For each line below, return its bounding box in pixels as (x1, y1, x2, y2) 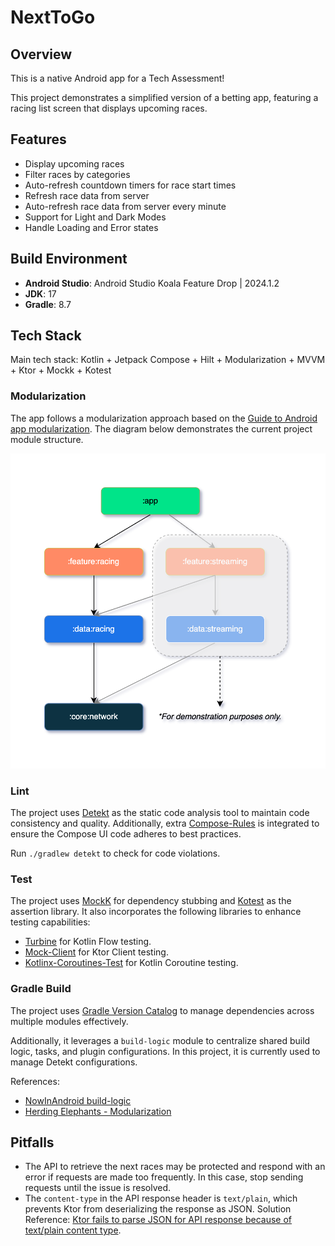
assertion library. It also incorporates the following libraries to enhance (10, 906, 302, 918)
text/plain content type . (24, 1224, 122, 1236)
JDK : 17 (24, 287, 57, 300)
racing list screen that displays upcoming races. (10, 102, 208, 114)
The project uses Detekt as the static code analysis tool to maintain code (10, 807, 310, 819)
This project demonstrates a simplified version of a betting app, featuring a (10, 92, 319, 103)
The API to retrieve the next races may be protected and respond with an (24, 1161, 326, 1173)
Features (10, 131, 67, 148)
